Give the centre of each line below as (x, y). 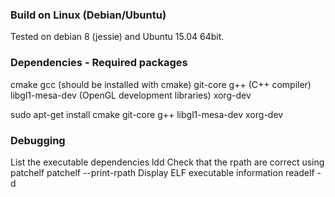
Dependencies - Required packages (99, 63)
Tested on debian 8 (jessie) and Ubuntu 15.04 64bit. (117, 37)
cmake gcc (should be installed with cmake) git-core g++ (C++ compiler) (161, 84)
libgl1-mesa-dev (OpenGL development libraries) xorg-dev (131, 95)
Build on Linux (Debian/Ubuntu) (88, 15)
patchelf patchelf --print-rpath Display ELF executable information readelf (162, 172)
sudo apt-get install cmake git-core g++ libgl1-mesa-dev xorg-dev (147, 114)
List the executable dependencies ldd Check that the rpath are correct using (167, 162)
